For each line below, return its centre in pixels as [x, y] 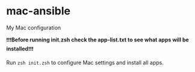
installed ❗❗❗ [20, 49]
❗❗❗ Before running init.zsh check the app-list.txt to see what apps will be [98, 40]
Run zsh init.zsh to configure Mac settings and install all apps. [85, 62]
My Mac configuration [34, 28]
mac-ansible [39, 11]
